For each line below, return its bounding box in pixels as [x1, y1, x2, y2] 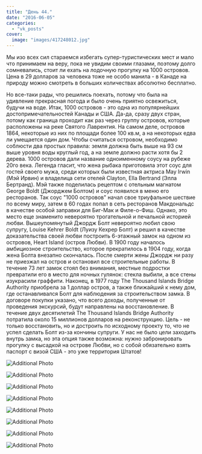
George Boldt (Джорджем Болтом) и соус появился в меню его [6, 187, 169, 194]
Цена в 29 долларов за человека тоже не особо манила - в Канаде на [6, 73, 187, 80]
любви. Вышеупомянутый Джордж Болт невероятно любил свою [6, 219, 175, 227]
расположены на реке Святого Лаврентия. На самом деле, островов [6, 123, 185, 130]
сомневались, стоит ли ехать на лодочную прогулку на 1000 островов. [6, 66, 190, 73]
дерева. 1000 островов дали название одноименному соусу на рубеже [6, 155, 191, 162]
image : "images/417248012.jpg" [11, 37, 90, 43]
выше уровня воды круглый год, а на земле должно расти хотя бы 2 [6, 149, 183, 156]
